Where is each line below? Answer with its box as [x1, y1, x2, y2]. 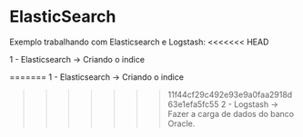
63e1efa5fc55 [167, 98, 219, 110]
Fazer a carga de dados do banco [167, 108, 295, 119]
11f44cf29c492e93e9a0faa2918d [167, 89, 293, 100]
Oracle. [167, 118, 196, 129]
